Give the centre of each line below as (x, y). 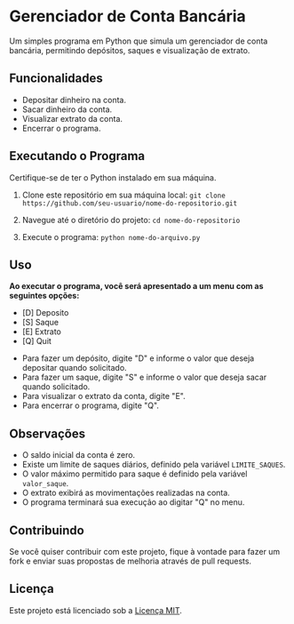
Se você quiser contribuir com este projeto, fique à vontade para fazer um (145, 552)
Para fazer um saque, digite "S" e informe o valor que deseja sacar (144, 377)
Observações (48, 433)
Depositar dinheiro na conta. (74, 100)
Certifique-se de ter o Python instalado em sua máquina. (113, 177)
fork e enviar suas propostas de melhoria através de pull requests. (130, 561)
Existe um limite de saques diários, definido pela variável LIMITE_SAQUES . (154, 465)
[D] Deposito (45, 313)
